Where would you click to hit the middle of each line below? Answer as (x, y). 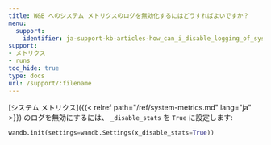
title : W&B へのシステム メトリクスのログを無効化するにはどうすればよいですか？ (129, 16)
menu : (17, 23)
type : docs (27, 76)
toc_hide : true (34, 68)
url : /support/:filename (50, 83)
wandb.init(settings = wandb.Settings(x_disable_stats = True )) (112, 133)
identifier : (43, 38)
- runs (19, 61)
